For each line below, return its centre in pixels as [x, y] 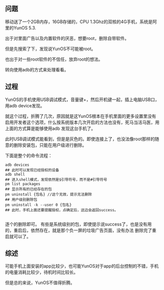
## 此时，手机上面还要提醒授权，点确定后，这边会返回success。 [62, 210]
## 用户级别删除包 [21, 199]
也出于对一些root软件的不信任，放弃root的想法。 [54, 59]
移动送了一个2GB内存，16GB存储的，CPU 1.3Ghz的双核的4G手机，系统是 [79, 22]
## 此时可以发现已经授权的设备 [32, 170]
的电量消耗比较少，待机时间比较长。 [42, 272]
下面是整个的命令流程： [29, 155]
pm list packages [23, 184]
